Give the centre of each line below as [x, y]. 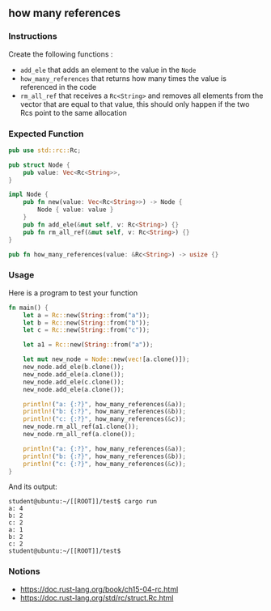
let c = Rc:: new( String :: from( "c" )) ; [87, 330]
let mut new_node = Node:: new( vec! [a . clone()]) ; [106, 359]
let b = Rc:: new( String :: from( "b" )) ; [87, 323]
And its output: [33, 487]
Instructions [33, 36]
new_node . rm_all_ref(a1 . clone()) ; [81, 427]
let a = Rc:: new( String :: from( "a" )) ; [87, 315]
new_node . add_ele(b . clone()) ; [74, 367]
